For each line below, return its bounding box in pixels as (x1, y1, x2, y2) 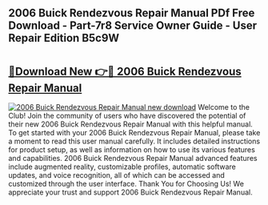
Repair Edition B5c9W (8, 31, 120, 45)
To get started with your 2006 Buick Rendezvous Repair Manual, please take (8, 128, 261, 137)
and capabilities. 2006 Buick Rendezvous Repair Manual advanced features (8, 154, 258, 163)
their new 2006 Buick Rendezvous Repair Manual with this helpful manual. (8, 119, 254, 129)
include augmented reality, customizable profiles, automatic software (8, 162, 236, 171)
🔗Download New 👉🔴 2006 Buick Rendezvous (8, 64, 242, 78)
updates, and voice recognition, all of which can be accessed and (8, 171, 226, 179)
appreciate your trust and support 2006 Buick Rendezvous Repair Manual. (8, 187, 254, 197)
